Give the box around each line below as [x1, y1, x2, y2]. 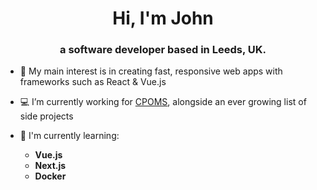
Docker [34, 170, 67, 182]
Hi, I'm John [112, 7, 214, 30]
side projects [19, 110, 74, 122]
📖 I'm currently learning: [19, 130, 120, 142]
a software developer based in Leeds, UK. [59, 43, 267, 57]
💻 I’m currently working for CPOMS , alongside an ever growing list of [19, 96, 307, 108]
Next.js [34, 160, 67, 172]
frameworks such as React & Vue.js [19, 76, 167, 88]
